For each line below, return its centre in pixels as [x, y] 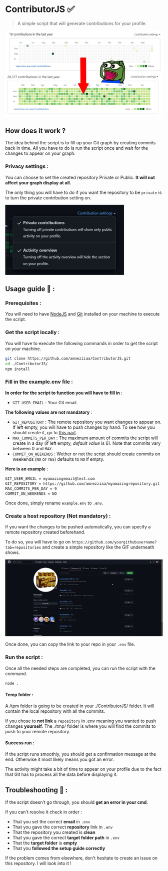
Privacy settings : [27, 166]
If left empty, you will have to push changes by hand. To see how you [83, 427]
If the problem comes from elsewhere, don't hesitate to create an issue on [81, 858]
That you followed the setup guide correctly [59, 848]
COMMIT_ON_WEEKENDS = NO [31, 494]
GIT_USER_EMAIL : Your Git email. [45, 402]
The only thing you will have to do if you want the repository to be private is [83, 192]
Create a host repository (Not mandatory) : [58, 516]
